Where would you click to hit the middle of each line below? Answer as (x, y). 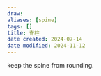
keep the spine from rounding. (50, 65)
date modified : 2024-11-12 (46, 46)
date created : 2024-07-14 (45, 39)
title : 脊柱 (23, 33)
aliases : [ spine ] (32, 20)
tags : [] (20, 26)
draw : (15, 13)
